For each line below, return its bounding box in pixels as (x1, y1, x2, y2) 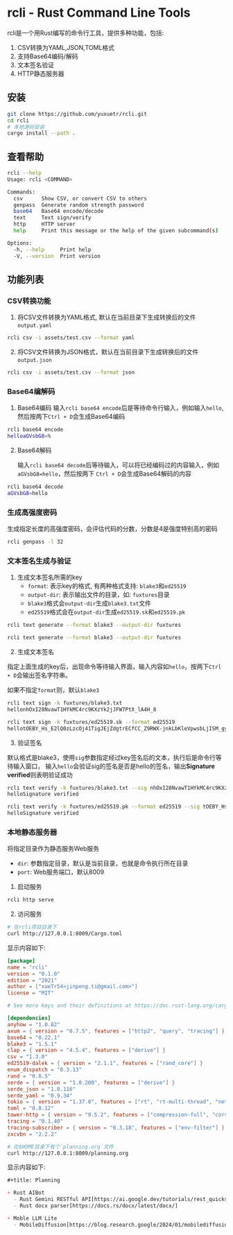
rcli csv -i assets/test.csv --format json (7, 369, 135, 376)
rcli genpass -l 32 (7, 539, 64, 546)
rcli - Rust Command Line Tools (7, 5, 191, 21)
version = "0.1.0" (7, 970, 60, 977)
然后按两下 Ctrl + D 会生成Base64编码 (17, 413, 126, 421)
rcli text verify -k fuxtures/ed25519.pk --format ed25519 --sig (7, 803, 200, 811)
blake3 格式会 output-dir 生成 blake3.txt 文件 (27, 599, 151, 607)
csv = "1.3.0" (7, 1053, 49, 1060)
